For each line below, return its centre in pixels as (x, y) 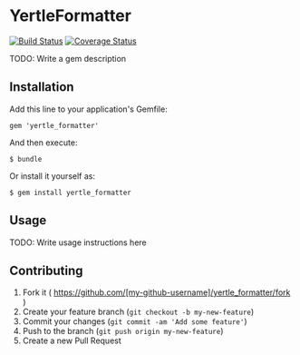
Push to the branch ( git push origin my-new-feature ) (123, 331)
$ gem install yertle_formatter (70, 192)
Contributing (46, 270)
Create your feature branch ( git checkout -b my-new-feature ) (138, 312)
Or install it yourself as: (52, 176)
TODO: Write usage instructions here (78, 242)
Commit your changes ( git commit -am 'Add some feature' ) (135, 321)
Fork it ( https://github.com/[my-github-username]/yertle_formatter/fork (156, 292)
